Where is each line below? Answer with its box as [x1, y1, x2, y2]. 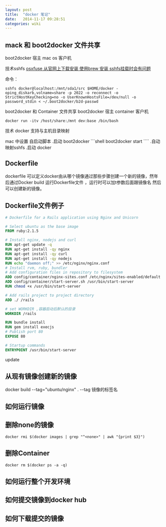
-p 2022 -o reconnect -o [67, 91, 119, 96]
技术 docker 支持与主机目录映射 [5, 128, 70, 134]
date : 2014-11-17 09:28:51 [5, 16, 65, 21]
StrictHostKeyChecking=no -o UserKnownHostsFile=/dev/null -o [5, 95, 136, 100]
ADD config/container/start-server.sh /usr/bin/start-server [5, 279, 134, 284]
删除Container [5, 449, 50, 458]
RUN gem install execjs [5, 324, 55, 330]
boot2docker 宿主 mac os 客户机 [5, 55, 72, 61]
